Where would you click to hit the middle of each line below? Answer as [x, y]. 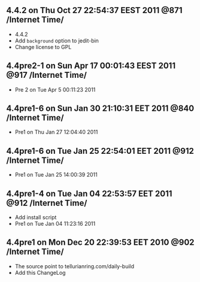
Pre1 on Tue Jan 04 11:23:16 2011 [55, 224]
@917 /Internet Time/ [46, 75]
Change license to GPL [43, 47]
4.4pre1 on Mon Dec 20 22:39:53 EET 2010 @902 [100, 242]
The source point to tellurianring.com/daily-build [75, 266]
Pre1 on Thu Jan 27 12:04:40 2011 [56, 132]
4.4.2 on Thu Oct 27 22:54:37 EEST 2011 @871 [94, 10]
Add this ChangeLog [40, 272]
